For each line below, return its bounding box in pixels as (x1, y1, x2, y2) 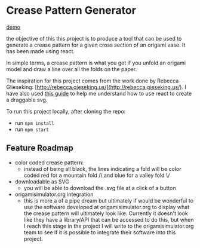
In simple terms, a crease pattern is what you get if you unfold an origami (6, 59, 186, 66)
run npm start (14, 125, 49, 133)
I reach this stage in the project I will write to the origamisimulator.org (23, 222, 194, 229)
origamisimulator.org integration (14, 191, 94, 198)
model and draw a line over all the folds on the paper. (6, 65, 137, 72)
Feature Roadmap (6, 143, 73, 153)
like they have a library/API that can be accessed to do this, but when (23, 216, 194, 223)
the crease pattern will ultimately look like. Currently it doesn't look (23, 210, 188, 217)
